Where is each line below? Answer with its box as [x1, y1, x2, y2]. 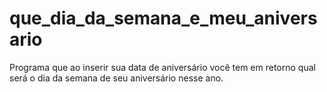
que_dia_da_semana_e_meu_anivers [9, 7, 318, 30]
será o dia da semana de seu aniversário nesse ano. [9, 72, 224, 84]
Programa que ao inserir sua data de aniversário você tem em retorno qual [9, 61, 316, 73]
